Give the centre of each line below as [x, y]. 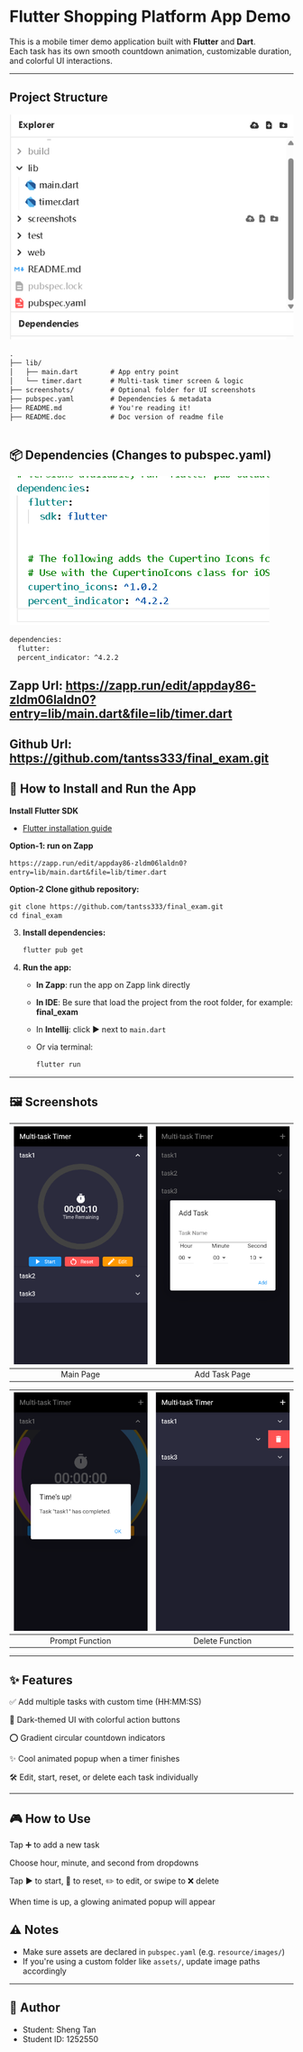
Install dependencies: [64, 932]
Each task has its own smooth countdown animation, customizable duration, [151, 50]
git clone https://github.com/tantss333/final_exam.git [116, 907]
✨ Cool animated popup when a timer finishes [95, 1759]
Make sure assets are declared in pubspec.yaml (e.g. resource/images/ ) [154, 1951]
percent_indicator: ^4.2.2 [68, 658]
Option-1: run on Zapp [51, 846]
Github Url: [41, 744]
